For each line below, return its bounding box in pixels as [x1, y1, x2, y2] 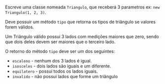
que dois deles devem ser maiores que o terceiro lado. [5, 39, 116, 45]
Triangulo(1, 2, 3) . [5, 9, 46, 15]
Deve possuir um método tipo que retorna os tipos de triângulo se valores [5, 19, 156, 25]
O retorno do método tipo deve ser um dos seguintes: [5, 49, 115, 54]
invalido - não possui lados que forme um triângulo [12, 74, 118, 79]
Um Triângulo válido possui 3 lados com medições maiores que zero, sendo [5, 34, 159, 39]
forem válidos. [5, 24, 34, 30]
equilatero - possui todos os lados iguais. [12, 68, 98, 74]
